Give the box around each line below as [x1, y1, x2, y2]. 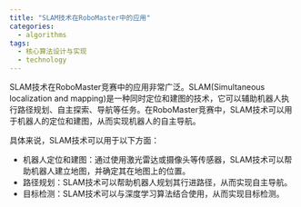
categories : [9, 22, 55, 31]
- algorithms [17, 30, 67, 39]
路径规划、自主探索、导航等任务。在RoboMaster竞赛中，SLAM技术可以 [16, 104, 285, 114]
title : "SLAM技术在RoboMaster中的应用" [9, 13, 151, 23]
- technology [17, 55, 67, 64]
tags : [9, 38, 30, 48]
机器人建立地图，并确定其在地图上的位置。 [30, 165, 191, 176]
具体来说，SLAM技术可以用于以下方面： [9, 135, 160, 145]
